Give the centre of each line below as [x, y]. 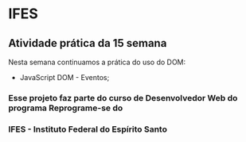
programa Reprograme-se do [66, 108]
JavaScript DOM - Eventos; [64, 77]
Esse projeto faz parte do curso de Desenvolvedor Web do [123, 98]
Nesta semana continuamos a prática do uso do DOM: [97, 62]
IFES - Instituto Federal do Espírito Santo [88, 129]
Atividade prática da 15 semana [88, 43]
